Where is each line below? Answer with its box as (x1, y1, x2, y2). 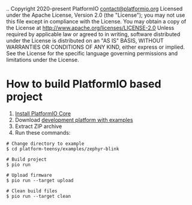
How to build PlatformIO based (6, 78, 161, 91)
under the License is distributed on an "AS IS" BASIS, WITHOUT (6, 37, 164, 44)
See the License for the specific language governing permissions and (6, 50, 178, 57)
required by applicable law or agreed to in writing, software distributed (6, 31, 181, 38)
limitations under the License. (6, 57, 79, 63)
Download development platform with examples (14, 116, 133, 123)
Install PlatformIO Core (14, 109, 71, 117)
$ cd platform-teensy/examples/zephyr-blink (6, 145, 119, 152)
